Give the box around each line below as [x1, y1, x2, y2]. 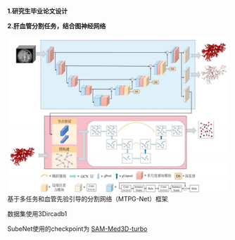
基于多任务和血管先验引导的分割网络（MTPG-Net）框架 [7, 194, 168, 203]
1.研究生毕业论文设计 [7, 7, 68, 15]
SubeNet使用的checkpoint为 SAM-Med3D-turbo [7, 225, 148, 233]
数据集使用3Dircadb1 [7, 209, 68, 217]
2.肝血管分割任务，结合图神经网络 [7, 22, 106, 30]
